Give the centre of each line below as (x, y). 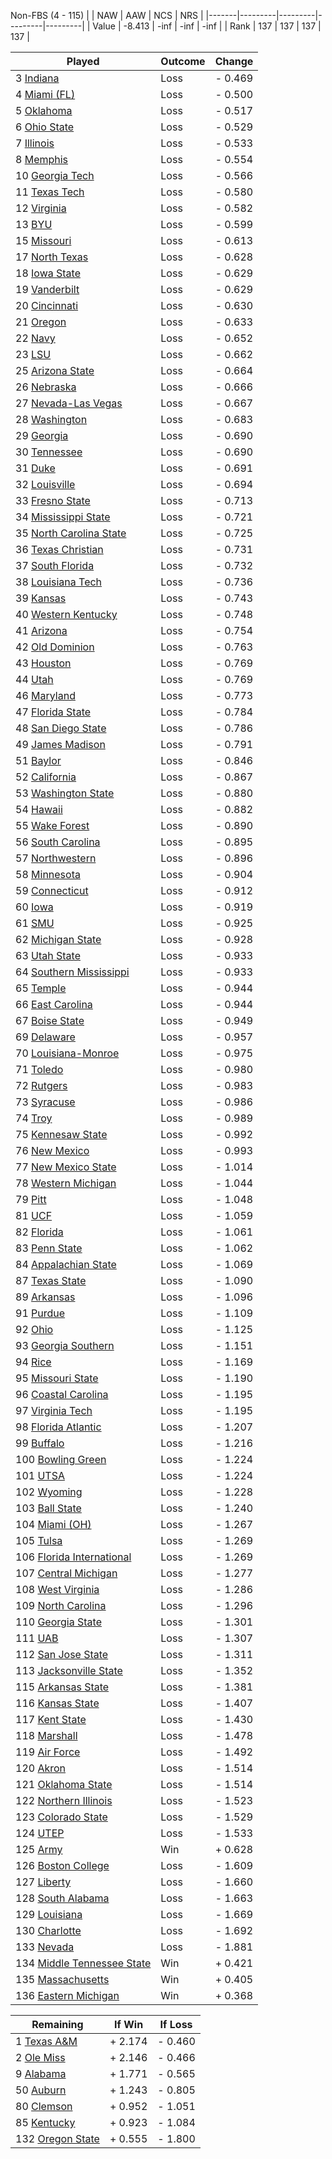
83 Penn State (49, 1248)
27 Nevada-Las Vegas (69, 403)
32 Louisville (45, 484)
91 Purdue (40, 1313)
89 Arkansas (45, 1297)
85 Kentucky (45, 2122)
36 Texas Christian (59, 549)
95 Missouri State (57, 1378)
